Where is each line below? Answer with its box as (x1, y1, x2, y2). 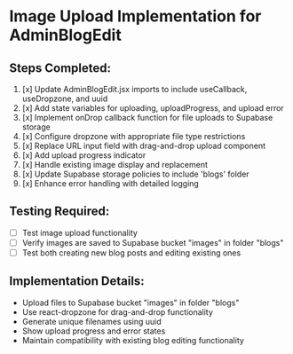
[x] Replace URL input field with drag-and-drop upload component (21, 140, 266, 151)
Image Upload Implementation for (9, 6, 262, 27)
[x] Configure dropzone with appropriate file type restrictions (21, 131, 246, 141)
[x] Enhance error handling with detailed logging (21, 178, 200, 188)
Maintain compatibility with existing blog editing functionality (21, 334, 244, 345)
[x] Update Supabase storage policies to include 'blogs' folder (21, 169, 250, 179)
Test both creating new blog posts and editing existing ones (21, 247, 242, 258)
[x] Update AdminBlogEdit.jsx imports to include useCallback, (21, 84, 248, 94)
